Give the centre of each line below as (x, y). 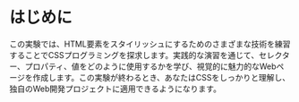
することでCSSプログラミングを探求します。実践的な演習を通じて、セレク (146, 55)
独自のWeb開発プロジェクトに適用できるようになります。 (115, 89)
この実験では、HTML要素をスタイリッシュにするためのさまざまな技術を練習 (150, 44)
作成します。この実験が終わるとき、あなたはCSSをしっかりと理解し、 (162, 77)
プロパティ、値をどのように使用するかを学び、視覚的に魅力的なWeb (150, 66)
